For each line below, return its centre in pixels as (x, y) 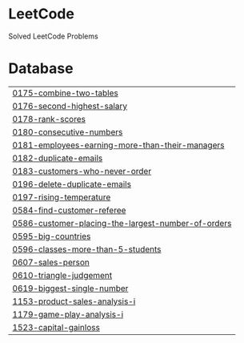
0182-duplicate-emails (58, 158)
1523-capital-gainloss (56, 327)
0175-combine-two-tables (65, 93)
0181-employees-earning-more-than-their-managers (118, 145)
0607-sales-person (51, 262)
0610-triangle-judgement (62, 275)
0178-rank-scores (49, 119)
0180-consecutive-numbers (68, 131)
